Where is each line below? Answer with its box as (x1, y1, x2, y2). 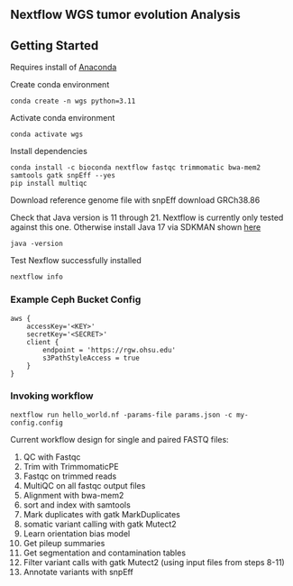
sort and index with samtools (23, 499, 132, 510)
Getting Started (10, 38, 99, 53)
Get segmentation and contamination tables (23, 547, 187, 558)
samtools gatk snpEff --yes (10, 171, 116, 180)
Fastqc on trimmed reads (23, 471, 117, 481)
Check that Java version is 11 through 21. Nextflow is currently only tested (10, 212, 284, 224)
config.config (10, 418, 64, 427)
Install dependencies (10, 146, 88, 157)
